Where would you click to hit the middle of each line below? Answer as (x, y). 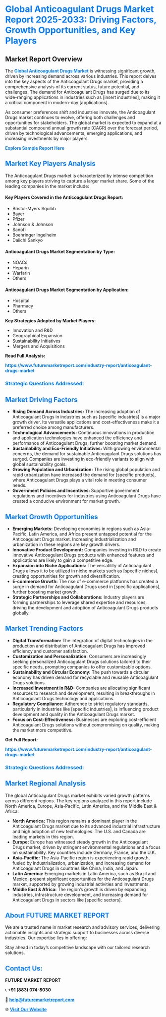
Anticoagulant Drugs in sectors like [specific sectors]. (67, 900)
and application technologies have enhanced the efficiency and (77, 438)
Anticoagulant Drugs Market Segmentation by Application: (67, 290)
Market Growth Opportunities (52, 517)
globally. (21, 613)
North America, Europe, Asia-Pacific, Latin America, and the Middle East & (81, 806)
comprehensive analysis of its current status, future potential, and (72, 87)
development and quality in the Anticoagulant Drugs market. (74, 714)
